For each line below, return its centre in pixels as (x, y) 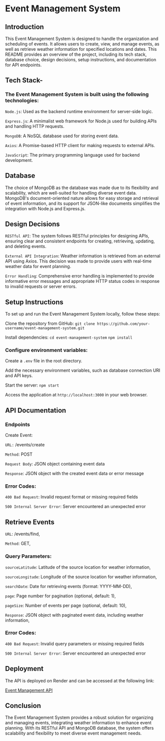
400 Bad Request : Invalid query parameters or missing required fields (75, 643)
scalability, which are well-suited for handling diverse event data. (71, 193)
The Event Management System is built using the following (77, 94)
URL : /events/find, (23, 534)
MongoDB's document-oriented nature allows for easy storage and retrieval (82, 198)
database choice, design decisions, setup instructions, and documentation (81, 59)
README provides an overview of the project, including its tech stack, (76, 54)
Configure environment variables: (46, 350)
